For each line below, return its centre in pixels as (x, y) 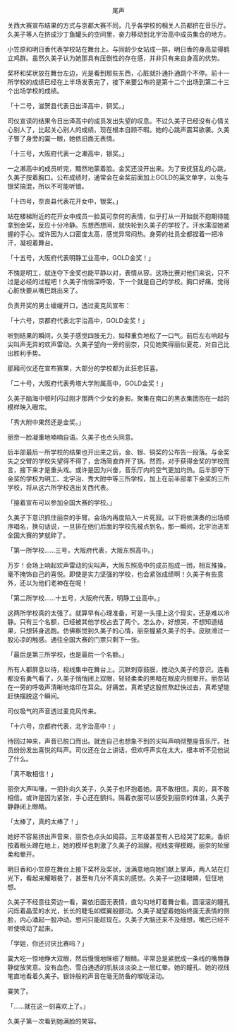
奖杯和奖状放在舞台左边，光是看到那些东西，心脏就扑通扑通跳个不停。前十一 (119, 73)
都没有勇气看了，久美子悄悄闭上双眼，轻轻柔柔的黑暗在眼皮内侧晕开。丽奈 (115, 678)
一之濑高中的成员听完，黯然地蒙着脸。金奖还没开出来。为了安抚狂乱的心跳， (119, 169)
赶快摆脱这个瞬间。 (35, 696)
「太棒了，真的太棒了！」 (44, 821)
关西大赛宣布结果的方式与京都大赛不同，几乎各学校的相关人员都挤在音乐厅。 (119, 25)
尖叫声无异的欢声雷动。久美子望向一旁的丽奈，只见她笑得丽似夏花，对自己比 (119, 344)
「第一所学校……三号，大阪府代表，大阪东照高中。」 (82, 550)
